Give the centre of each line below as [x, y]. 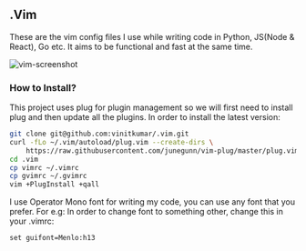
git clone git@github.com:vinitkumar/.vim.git [99, 134]
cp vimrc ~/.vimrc [44, 167]
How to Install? [43, 87]
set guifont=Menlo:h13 [52, 238]
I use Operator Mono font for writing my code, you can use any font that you [153, 202]
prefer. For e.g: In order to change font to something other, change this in [147, 212]
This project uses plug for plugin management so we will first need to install [151, 107]
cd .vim [24, 159]
